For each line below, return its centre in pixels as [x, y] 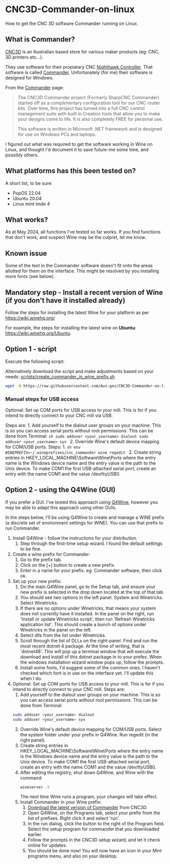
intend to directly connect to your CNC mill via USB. [59, 415]
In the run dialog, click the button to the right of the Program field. [96, 824]
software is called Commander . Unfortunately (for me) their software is [79, 72]
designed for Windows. [30, 78]
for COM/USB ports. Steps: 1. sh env [43, 447]
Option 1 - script [31, 349]
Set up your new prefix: [37, 581]
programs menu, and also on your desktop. [73, 856]
